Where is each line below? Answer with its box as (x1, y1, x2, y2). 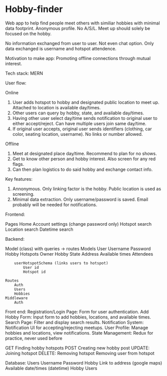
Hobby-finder (5, 3, 63, 15)
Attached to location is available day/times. (12, 104, 101, 110)
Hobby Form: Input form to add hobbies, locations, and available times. (5, 314, 151, 320)
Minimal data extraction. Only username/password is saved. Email (12, 196, 148, 202)
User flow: (5, 80, 26, 86)
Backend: (5, 236, 25, 242)
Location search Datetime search (5, 226, 73, 232)
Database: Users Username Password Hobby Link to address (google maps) (5, 360, 162, 366)
